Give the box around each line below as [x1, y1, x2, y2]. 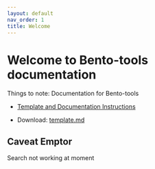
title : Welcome [7, 23, 51, 29]
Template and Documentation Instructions [16, 103, 136, 111]
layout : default [7, 10, 53, 17]
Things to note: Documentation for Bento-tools [7, 90, 139, 98]
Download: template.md [16, 116, 85, 124]
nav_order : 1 [7, 16, 45, 23]
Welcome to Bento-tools [7, 52, 149, 68]
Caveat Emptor [7, 135, 73, 147]
